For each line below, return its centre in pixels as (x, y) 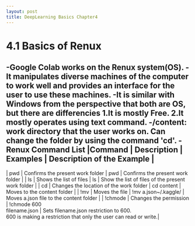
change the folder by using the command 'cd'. (91, 141)
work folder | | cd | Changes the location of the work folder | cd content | (94, 186)
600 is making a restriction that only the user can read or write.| (83, 217)
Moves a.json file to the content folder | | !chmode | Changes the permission (98, 198)
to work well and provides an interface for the (90, 86)
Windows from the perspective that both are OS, (96, 104)
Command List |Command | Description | (107, 150)
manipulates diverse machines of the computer (100, 77)
